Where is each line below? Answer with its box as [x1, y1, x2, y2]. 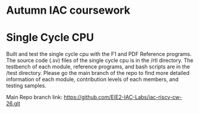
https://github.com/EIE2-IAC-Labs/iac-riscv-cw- [63, 93, 182, 101]
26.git [6, 100, 21, 107]
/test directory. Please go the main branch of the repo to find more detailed [6, 70, 190, 77]
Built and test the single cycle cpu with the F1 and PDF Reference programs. [6, 51, 192, 58]
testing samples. [6, 82, 46, 89]
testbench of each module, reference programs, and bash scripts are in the [6, 63, 190, 70]
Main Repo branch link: [6, 93, 62, 101]
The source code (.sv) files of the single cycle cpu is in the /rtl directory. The [6, 57, 194, 64]
